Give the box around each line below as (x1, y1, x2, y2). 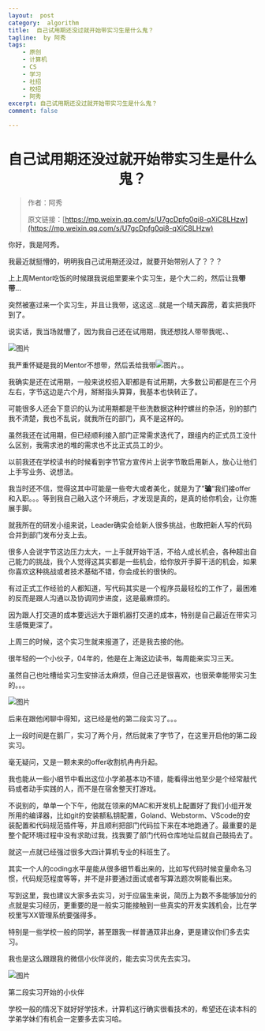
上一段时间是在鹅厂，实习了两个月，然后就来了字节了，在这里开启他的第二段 (8, 730, 257, 739)
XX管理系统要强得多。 (28, 910, 101, 920)
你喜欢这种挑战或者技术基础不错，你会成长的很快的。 (8, 566, 181, 576)
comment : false (8, 107, 58, 115)
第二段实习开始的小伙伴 (8, 987, 84, 996)
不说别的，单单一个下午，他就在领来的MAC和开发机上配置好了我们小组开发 (8, 800, 252, 810)
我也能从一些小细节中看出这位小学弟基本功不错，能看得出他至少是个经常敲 (8, 773, 250, 783)
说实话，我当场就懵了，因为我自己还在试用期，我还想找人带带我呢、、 (8, 326, 233, 336)
